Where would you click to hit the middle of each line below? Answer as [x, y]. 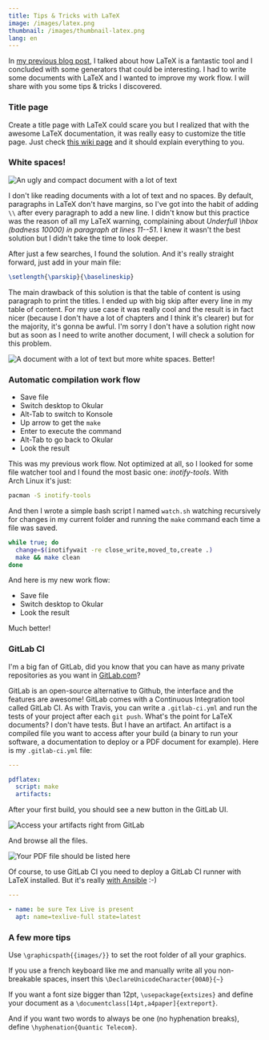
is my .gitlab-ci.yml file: [50, 750]
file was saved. [33, 528]
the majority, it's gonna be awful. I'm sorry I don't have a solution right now [132, 326]
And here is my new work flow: [59, 580]
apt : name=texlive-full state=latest [78, 917]
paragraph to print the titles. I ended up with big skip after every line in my [130, 301]
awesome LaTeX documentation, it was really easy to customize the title [127, 133]
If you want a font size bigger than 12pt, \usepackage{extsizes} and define [131, 994]
